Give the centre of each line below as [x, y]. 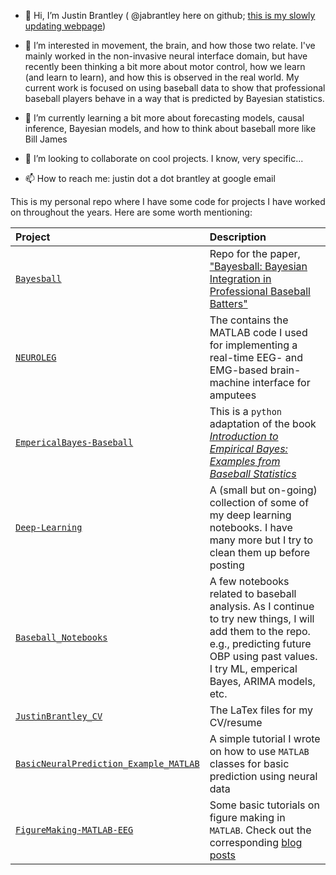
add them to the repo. [260, 631]
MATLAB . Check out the [260, 830]
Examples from [245, 461]
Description [238, 237]
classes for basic [249, 763]
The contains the [249, 320]
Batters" [228, 303]
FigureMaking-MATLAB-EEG [74, 830]
